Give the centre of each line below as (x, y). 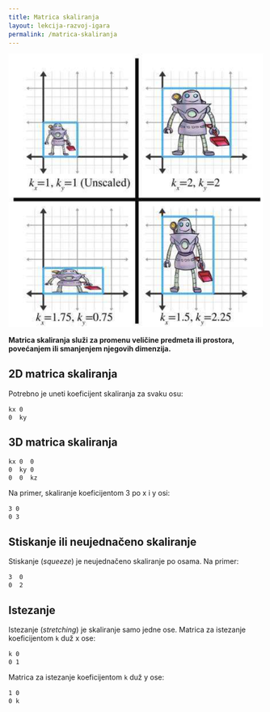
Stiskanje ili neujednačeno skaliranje (102, 541)
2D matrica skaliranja (63, 374)
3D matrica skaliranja (63, 443)
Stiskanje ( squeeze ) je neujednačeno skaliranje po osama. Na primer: (124, 561)
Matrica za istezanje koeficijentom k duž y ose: (86, 677)
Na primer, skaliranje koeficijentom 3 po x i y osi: (89, 493)
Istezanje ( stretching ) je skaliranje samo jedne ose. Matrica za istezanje (127, 630)
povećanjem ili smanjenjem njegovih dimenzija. (90, 348)
